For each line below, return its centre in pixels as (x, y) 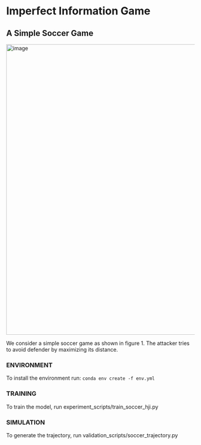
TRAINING (22, 393)
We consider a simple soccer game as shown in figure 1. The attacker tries (98, 343)
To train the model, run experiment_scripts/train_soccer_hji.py (82, 407)
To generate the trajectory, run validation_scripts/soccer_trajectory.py (92, 435)
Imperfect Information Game (78, 11)
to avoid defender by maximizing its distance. (62, 349)
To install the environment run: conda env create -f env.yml (81, 378)
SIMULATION (26, 422)
